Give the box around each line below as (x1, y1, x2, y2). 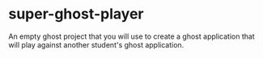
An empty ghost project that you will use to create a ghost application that (8, 31, 255, 41)
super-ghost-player (8, 5, 144, 23)
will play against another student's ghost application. (8, 39, 185, 49)
